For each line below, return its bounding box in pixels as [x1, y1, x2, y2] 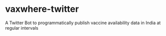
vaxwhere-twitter [5, 3, 79, 15]
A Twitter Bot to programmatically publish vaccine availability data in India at [5, 20, 161, 26]
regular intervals [5, 25, 39, 31]
